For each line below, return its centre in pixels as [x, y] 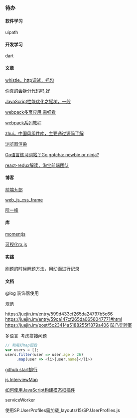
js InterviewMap [22, 379]
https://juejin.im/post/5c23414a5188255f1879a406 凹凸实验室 [68, 325]
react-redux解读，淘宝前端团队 [37, 165]
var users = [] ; [22, 350]
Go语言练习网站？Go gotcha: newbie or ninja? [52, 154]
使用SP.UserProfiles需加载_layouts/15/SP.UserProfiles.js [63, 410]
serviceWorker [20, 400]
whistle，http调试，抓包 [30, 80]
